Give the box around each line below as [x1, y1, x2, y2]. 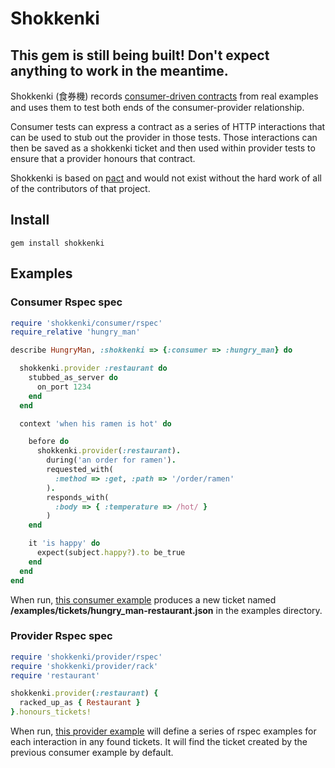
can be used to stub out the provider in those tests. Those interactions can [10, 132, 318, 143]
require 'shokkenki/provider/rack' [10, 661, 159, 671]
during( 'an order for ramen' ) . [46, 455, 177, 466]
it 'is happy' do [28, 538, 101, 549]
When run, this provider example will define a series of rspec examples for [10, 725, 317, 737]
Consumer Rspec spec [10, 295, 123, 309]
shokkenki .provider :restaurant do [19, 363, 168, 374]
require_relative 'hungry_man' [10, 327, 141, 337]
